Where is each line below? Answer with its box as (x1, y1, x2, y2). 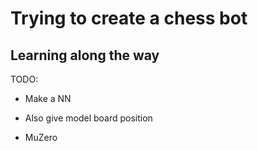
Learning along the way (10, 47, 160, 64)
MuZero (24, 132, 58, 143)
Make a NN (24, 93, 72, 104)
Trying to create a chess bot (10, 7, 248, 30)
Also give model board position (24, 112, 153, 124)
